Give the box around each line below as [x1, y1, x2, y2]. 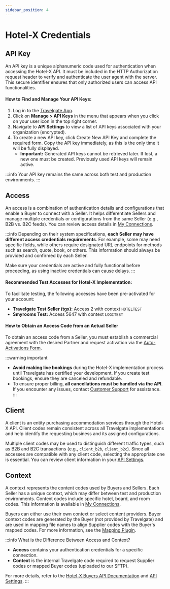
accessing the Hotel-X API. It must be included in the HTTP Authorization [5, 68, 158, 74]
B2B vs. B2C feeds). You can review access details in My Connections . [5, 221, 154, 227]
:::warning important [5, 355, 48, 361]
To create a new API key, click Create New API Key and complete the [12, 134, 157, 140]
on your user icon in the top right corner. [12, 118, 97, 124]
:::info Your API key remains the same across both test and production [5, 171, 151, 177]
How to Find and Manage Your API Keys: [5, 96, 92, 102]
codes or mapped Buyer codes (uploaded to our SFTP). [12, 563, 129, 569]
